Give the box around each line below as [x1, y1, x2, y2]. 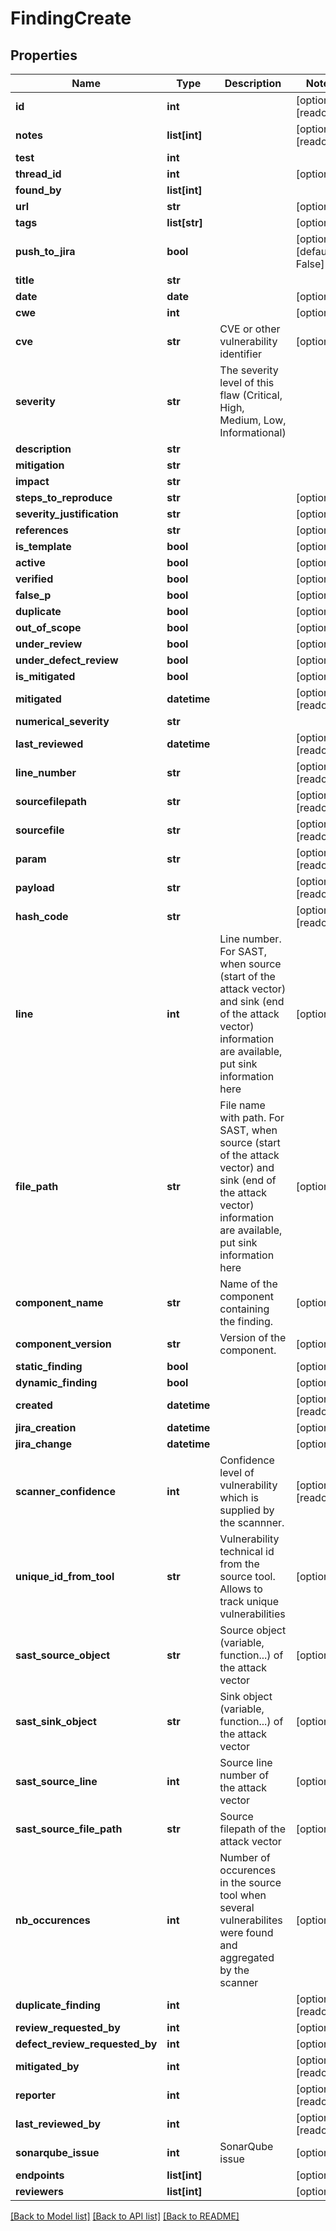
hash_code [15, 910, 69, 923]
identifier [219, 347, 263, 361]
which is [219, 1491, 259, 1504]
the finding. [219, 1315, 274, 1328]
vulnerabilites [219, 1913, 283, 1927]
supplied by [219, 1503, 275, 1517]
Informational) [219, 426, 287, 439]
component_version [15, 1337, 112, 1351]
